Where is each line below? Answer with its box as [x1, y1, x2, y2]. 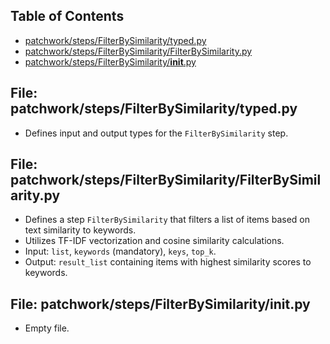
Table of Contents [10, 8, 125, 25]
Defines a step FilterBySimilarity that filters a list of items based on [24, 214, 310, 226]
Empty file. [24, 322, 70, 334]
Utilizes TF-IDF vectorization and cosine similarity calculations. [24, 235, 285, 247]
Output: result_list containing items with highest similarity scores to [24, 256, 312, 268]
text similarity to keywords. [24, 224, 137, 236]
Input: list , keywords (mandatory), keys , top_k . [24, 245, 217, 258]
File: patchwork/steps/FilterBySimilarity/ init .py [10, 295, 311, 313]
